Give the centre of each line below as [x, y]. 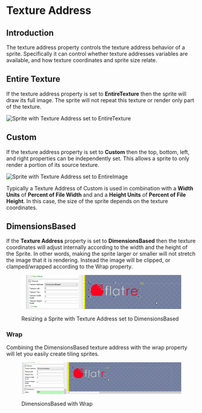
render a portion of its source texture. [53, 164]
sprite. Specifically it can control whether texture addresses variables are [97, 54]
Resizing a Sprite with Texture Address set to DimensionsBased [100, 319]
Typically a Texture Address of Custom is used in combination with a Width [100, 188]
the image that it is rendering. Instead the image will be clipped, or [88, 260]
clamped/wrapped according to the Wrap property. [70, 267]
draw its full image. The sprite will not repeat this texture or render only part [100, 100]
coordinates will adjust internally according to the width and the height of [97, 247]
